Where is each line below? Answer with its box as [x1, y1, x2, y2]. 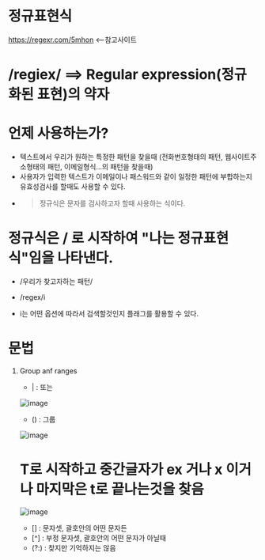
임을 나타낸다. [28, 249, 113, 267]
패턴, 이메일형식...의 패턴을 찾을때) [47, 162, 153, 172]
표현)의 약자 [36, 85, 110, 104]
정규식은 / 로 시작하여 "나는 [8, 229, 176, 248]
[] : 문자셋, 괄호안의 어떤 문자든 [31, 523, 128, 532]
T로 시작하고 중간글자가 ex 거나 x [19, 460, 223, 479]
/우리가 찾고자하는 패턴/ [19, 277, 93, 286]
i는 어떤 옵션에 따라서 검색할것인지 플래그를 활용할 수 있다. [19, 309, 199, 318]
